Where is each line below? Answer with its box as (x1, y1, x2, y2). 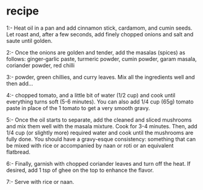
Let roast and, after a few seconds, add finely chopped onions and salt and (6, 30, 194, 38)
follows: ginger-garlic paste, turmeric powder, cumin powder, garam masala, (6, 55, 197, 62)
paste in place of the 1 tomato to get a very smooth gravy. (6, 104, 150, 111)
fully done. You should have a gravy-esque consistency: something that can (6, 135, 196, 143)
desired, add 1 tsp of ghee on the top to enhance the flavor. (6, 166, 155, 174)
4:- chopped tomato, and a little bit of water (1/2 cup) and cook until (6, 91, 176, 99)
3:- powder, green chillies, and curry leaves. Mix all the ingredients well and (6, 73, 195, 80)
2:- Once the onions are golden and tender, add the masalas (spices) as (6, 48, 186, 56)
